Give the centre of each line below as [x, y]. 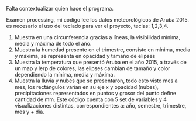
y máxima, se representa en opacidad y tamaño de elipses [85, 56]
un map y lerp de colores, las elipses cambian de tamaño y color [92, 68]
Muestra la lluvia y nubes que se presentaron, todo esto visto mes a [96, 81]
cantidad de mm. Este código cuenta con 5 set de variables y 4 [91, 99]
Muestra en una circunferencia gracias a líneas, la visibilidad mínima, [97, 37]
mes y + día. [30, 112]
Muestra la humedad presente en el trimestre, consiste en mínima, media [102, 50]
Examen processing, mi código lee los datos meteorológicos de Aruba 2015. [97, 20]
